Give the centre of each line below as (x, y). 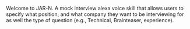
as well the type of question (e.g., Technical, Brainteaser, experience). (90, 20)
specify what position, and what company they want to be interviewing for (95, 14)
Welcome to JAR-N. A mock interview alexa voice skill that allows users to (95, 8)
